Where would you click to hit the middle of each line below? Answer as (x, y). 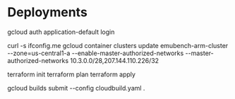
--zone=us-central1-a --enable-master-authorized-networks (96, 53)
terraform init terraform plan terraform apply (72, 74)
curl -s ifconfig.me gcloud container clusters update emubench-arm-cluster (118, 45)
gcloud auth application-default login (61, 32)
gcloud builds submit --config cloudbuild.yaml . (76, 88)
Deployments (48, 12)
